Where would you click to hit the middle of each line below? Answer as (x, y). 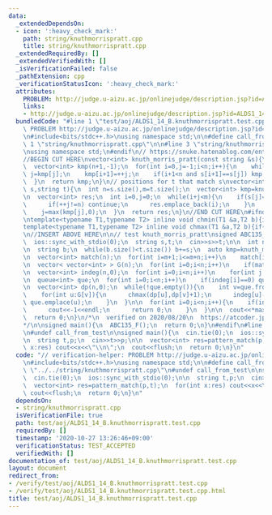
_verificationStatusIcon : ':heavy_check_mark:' (98, 84)
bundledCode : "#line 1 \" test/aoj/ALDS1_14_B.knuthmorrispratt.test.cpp (141, 122)
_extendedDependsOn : (50, 24)
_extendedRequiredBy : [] (57, 54)
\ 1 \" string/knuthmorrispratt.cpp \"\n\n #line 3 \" (112, 144)
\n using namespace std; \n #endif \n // (85, 152)
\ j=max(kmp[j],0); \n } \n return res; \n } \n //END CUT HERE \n (136, 212)
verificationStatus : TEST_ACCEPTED (76, 446)
